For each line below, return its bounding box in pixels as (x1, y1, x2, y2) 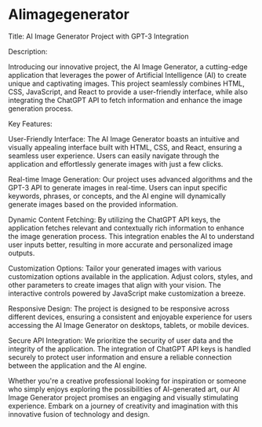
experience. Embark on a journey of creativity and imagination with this (8, 401, 238, 410)
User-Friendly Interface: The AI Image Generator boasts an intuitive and (8, 134, 240, 143)
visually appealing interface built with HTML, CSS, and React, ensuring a (8, 142, 242, 152)
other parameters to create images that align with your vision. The (8, 280, 222, 289)
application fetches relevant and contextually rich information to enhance (8, 223, 245, 233)
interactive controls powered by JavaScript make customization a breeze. (8, 289, 246, 298)
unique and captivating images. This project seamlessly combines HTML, (8, 79, 246, 88)
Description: (8, 46, 48, 56)
